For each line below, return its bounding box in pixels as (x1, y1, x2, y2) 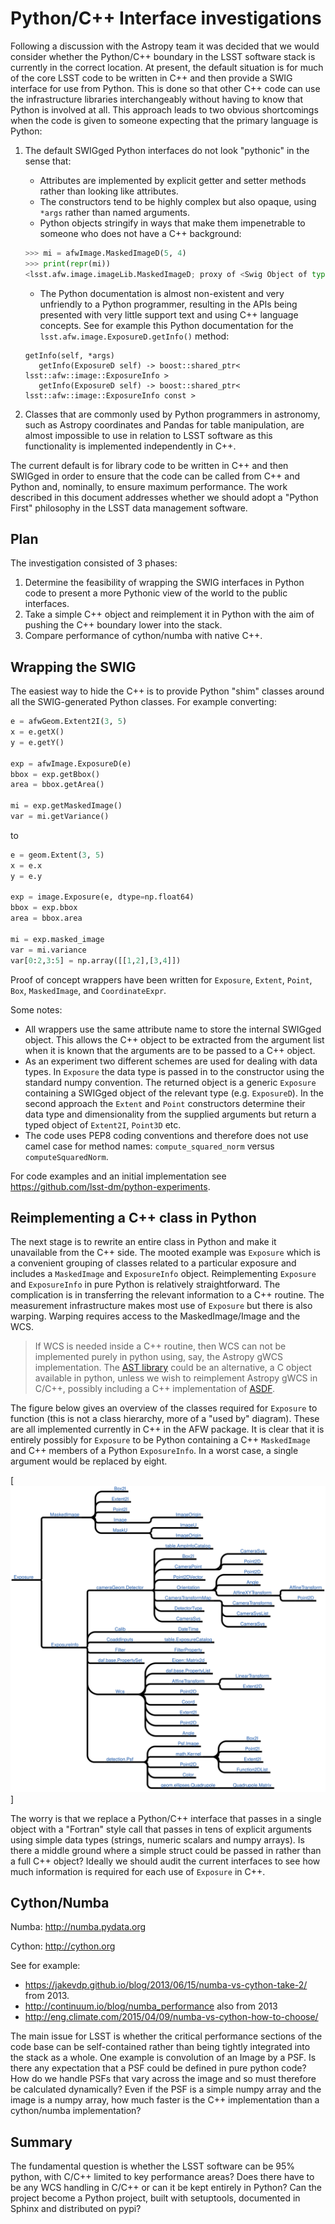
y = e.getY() (10, 737, 65, 747)
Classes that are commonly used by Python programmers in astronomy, (24, 408, 321, 420)
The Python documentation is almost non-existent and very (39, 287, 285, 299)
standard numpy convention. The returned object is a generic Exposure (24, 1076, 317, 1088)
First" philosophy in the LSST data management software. (10, 502, 248, 514)
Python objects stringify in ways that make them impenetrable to (39, 217, 306, 229)
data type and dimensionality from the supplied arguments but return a (24, 1108, 317, 1120)
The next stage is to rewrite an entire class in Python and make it (10, 1236, 277, 1248)
